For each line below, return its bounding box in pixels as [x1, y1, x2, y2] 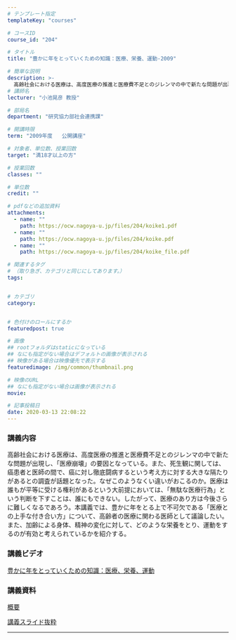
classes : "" [7, 171, 42, 178]
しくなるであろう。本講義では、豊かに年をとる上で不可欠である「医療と [19, 503, 228, 511]
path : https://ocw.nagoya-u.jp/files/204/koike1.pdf [20, 222, 178, 229]
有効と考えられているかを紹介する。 [25, 530, 131, 538]
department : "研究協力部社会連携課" [7, 113, 104, 120]
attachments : [7, 209, 46, 216]
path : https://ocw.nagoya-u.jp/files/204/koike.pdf [20, 235, 174, 242]
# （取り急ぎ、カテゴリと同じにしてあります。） [7, 268, 125, 275]
